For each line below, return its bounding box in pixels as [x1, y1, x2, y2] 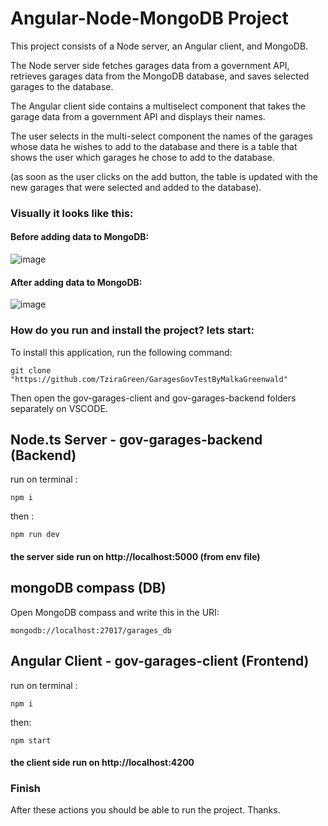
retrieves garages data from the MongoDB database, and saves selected [10, 70, 310, 82]
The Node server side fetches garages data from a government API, [10, 59, 290, 71]
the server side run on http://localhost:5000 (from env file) [10, 550, 261, 562]
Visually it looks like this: [10, 206, 134, 220]
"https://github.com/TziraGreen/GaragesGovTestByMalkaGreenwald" [10, 374, 288, 384]
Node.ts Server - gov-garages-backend [10, 431, 263, 448]
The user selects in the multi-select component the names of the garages [10, 130, 313, 142]
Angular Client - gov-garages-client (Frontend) [10, 653, 310, 670]
